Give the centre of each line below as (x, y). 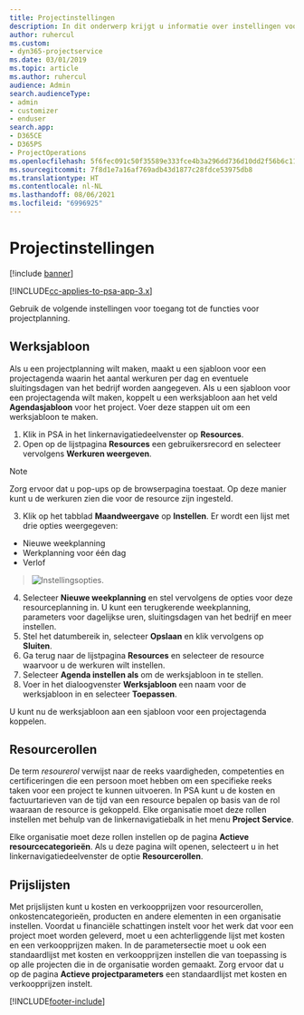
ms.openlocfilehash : (48, 161)
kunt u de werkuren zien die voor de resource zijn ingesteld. (121, 498)
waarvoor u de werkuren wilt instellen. (94, 665)
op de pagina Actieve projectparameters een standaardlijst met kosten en (148, 974)
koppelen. (28, 721)
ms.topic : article (44, 69)
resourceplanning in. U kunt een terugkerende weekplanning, (137, 607)
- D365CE (26, 136)
